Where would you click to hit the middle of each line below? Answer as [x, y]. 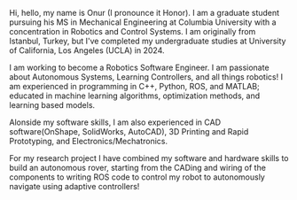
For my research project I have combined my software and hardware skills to [149, 158]
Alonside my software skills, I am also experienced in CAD [115, 122]
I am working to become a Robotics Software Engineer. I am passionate [139, 67]
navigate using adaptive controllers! [74, 186]
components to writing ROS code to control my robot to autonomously [137, 177]
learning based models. [52, 105]
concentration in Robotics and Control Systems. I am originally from [133, 31]
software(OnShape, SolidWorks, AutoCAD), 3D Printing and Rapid [129, 131]
